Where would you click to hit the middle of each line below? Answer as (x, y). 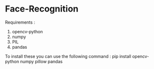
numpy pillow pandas (41, 61)
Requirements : (20, 22)
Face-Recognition (42, 9)
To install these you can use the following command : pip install (68, 56)
